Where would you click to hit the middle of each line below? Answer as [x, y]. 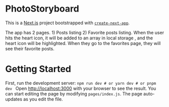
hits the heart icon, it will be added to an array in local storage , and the [79, 38]
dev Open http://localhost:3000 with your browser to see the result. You [81, 88]
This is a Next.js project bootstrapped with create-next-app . [68, 23]
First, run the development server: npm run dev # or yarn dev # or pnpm [81, 83]
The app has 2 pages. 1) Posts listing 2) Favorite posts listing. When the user [85, 32]
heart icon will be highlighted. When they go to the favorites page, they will [83, 43]
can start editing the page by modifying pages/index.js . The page [74, 93]
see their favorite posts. [30, 48]
